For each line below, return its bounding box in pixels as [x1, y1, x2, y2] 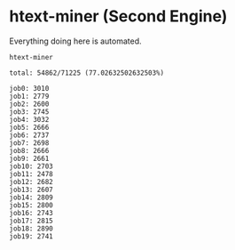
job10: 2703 [9, 162, 53, 171]
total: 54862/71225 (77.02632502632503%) [9, 69, 165, 77]
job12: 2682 [9, 177, 53, 186]
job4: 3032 [9, 115, 50, 124]
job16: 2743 [9, 208, 53, 217]
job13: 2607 [9, 185, 53, 194]
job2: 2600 [9, 100, 50, 109]
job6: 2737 [9, 131, 50, 140]
